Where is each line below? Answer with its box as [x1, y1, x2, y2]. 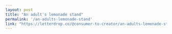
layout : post [5, 7, 33, 12]
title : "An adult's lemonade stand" [5, 12, 83, 17]
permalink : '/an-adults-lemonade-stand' [5, 16, 93, 21]
